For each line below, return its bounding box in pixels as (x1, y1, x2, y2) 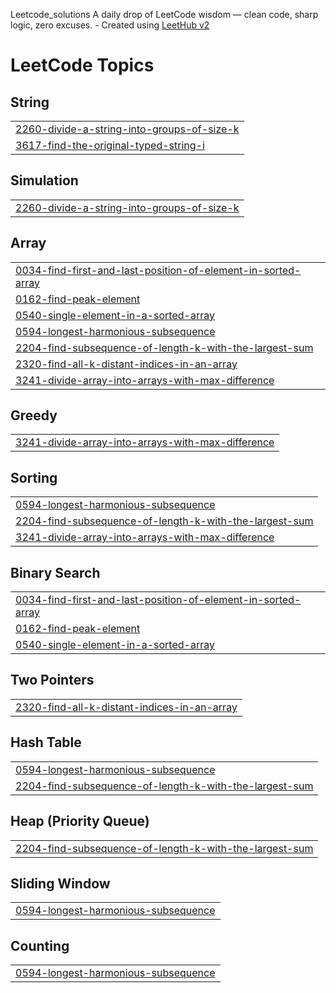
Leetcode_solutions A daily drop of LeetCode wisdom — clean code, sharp (10, 9, 319, 20)
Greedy (10, 407, 58, 424)
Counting (10, 937, 70, 954)
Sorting (10, 469, 58, 486)
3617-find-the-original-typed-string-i (15, 139, 205, 152)
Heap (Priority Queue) (10, 813, 150, 830)
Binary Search (10, 564, 101, 581)
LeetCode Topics (10, 54, 155, 77)
